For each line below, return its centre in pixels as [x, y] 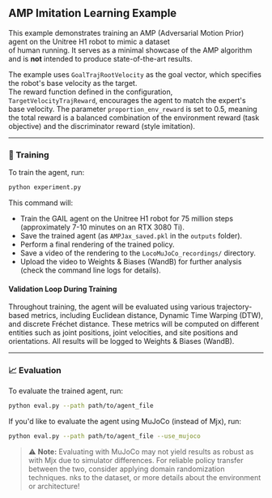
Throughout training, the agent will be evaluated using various [112, 307]
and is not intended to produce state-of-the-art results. [100, 58]
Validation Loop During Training [63, 289]
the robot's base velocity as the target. [73, 83]
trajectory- [234, 307]
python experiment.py [45, 187]
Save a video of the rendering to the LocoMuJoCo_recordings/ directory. [138, 253]
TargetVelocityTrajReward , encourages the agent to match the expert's [127, 100]
